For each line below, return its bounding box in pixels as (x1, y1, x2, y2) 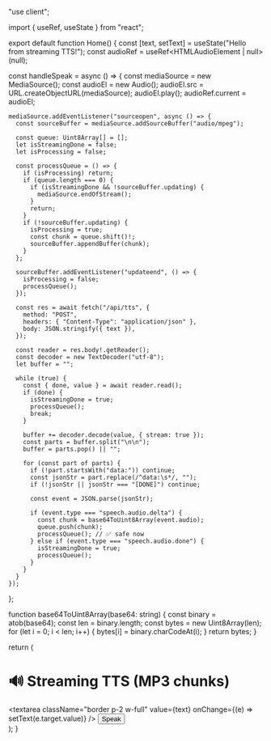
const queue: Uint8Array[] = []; (15, 133, 129, 142)
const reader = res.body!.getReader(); (15, 346, 150, 354)
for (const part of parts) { (23, 459, 121, 468)
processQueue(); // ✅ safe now (37, 530, 144, 538)
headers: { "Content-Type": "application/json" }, (23, 318, 197, 326)
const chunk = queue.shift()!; (29, 233, 136, 241)
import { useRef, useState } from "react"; (8, 23, 144, 32)
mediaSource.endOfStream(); (37, 190, 132, 198)
